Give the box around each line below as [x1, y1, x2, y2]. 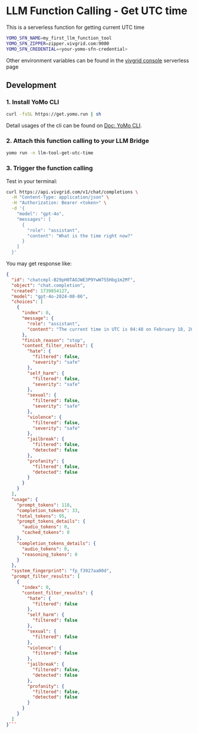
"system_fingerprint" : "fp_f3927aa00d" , [11, 568, 112, 574]
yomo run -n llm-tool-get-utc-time [6, 150, 94, 156]
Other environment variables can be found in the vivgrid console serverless [6, 57, 190, 64]
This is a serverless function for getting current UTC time [6, 24, 145, 31]
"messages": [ [16, 216, 51, 222]
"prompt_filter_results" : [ [11, 574, 81, 579]
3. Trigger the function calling [6, 164, 93, 172]
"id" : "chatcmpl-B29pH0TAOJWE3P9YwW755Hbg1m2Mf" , [11, 276, 136, 283]
